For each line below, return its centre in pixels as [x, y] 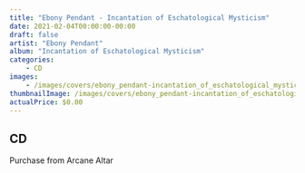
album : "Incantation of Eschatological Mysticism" [107, 52]
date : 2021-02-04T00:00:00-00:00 [73, 26]
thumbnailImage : [40, 93]
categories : [32, 60]
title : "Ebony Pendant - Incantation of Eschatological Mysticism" [140, 18]
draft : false [34, 34]
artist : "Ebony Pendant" [56, 43]
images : [24, 77]
